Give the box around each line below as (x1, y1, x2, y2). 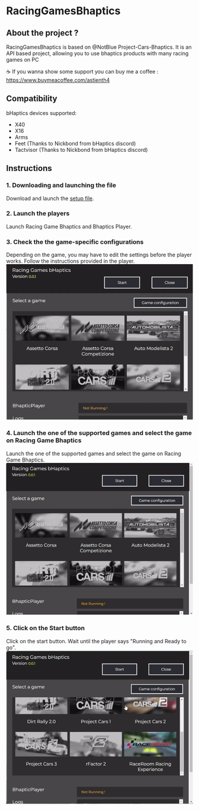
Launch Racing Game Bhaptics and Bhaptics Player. (6, 223, 132, 230)
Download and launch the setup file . (6, 195, 94, 202)
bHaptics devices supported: (6, 109, 77, 116)
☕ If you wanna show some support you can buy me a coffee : (6, 68, 159, 75)
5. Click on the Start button (6, 624, 85, 633)
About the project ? (6, 28, 79, 38)
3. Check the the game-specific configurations (6, 237, 144, 246)
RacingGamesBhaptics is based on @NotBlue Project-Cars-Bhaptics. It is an (6, 43, 192, 50)
